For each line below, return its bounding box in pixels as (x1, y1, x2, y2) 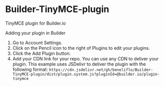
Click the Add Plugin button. (12, 50, 71, 56)
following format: (12, 66, 48, 72)
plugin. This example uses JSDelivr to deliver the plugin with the (12, 61, 146, 67)
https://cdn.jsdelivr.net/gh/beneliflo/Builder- (48, 67, 153, 72)
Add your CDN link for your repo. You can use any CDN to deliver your (12, 55, 159, 61)
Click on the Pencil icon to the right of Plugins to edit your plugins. (12, 45, 150, 51)
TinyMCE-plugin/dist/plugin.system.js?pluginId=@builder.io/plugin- (12, 71, 160, 76)
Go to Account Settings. (12, 39, 63, 46)
